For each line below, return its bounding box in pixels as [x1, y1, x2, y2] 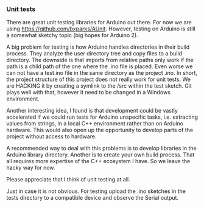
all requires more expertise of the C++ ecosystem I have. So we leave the [6, 158, 191, 165]
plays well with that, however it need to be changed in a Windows [6, 89, 171, 96]
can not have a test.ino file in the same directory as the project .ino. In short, [6, 69, 198, 77]
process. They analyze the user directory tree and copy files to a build [6, 50, 183, 57]
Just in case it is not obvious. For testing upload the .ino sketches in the [6, 188, 186, 195]
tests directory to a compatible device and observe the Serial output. [6, 194, 178, 202]
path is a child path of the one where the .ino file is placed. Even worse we [6, 63, 193, 70]
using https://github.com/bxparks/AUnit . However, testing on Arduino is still [6, 25, 196, 32]
